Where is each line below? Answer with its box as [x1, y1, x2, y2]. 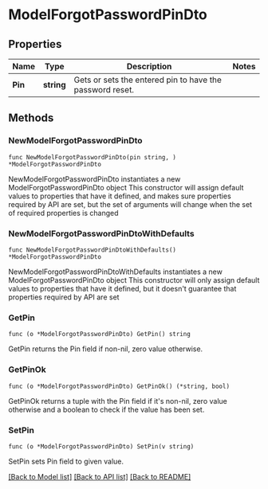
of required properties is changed [8, 208, 119, 217]
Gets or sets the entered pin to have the [73, 74, 222, 85]
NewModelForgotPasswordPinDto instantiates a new [8, 174, 181, 184]
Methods [8, 111, 54, 125]
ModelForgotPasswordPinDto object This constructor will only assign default [8, 275, 260, 284]
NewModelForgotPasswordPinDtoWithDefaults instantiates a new [8, 267, 223, 276]
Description [126, 61, 172, 72]
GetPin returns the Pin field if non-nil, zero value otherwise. [8, 344, 203, 354]
